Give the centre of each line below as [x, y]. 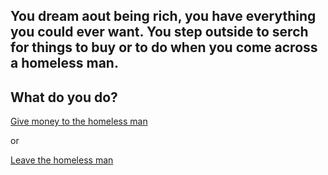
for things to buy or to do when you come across [164, 47]
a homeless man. [64, 63]
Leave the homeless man [62, 160]
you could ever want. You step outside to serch [159, 32]
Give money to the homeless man [79, 121]
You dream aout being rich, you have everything [163, 16]
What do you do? [64, 97]
